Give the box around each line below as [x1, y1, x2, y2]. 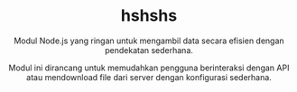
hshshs [120, 5, 178, 26]
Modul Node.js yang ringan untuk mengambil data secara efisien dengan [14, 35, 284, 46]
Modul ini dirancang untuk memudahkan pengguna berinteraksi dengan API [8, 62, 290, 73]
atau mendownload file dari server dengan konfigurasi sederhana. [25, 71, 273, 82]
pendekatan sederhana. [104, 44, 194, 55]
